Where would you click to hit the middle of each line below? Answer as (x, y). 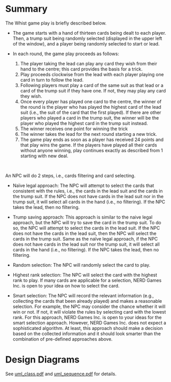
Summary (26, 9)
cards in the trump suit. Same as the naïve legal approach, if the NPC (85, 238)
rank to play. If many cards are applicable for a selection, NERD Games (87, 280)
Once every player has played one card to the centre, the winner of (91, 101)
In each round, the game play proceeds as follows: (66, 54)
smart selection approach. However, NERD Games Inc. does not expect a (89, 323)
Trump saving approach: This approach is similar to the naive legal (82, 217)
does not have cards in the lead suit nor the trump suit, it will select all (86, 244)
